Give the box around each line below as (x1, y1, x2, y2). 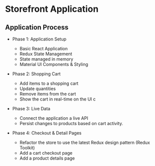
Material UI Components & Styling (19, 62, 89, 67)
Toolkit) (19, 145, 35, 151)
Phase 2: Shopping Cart (12, 71, 61, 77)
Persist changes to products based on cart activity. (19, 121, 123, 126)
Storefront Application (5, 3, 99, 15)
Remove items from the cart (19, 91, 76, 97)
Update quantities (19, 86, 56, 92)
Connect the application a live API (19, 115, 89, 121)
